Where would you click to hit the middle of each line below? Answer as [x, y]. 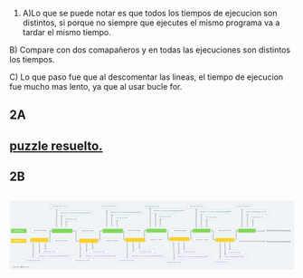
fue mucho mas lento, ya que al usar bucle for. [96, 86]
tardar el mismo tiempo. [66, 32]
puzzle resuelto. [56, 145]
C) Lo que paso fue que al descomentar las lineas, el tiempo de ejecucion [147, 77]
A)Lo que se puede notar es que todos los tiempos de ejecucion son [150, 13]
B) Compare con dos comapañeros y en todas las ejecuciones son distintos [150, 50]
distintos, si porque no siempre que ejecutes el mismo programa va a [151, 23]
